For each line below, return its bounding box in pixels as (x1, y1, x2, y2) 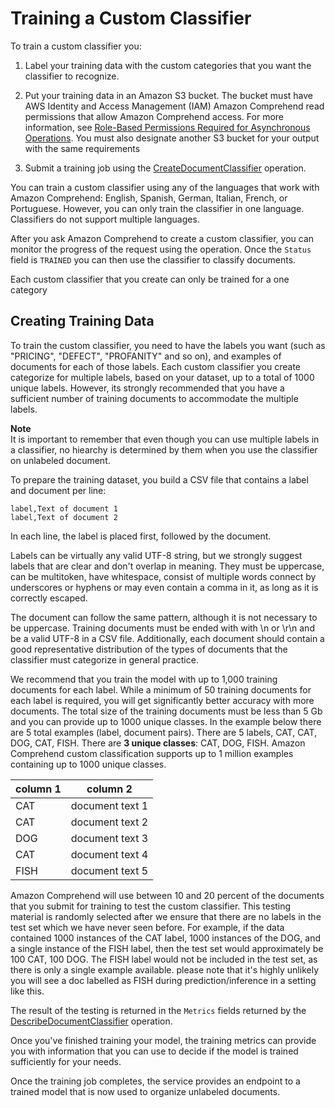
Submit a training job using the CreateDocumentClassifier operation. (24, 162, 307, 174)
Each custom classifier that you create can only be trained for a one (10, 273, 290, 285)
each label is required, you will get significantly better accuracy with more (10, 694, 315, 706)
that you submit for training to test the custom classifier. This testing (10, 900, 292, 912)
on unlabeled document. (10, 454, 111, 466)
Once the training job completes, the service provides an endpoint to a (10, 1075, 301, 1087)
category (10, 283, 48, 296)
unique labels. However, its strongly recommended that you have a (10, 382, 285, 394)
